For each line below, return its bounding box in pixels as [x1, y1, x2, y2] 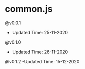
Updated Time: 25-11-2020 [12, 29, 68, 35]
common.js [5, 3, 53, 15]
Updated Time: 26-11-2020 [12, 49, 68, 55]
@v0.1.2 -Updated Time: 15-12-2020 [5, 58, 80, 64]
